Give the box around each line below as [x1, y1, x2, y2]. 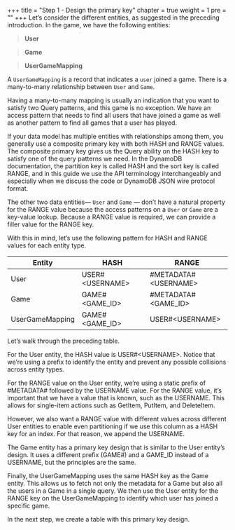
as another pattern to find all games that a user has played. [7, 118, 177, 127]
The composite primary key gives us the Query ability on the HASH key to [7, 147, 220, 155]
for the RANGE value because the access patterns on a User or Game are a [7, 205, 218, 213]
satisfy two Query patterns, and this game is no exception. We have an [7, 104, 211, 111]
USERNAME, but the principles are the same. [7, 458, 136, 466]
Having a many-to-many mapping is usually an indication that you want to [7, 96, 220, 104]
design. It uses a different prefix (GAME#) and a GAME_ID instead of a [7, 451, 209, 458]
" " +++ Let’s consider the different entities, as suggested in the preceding [7, 13, 220, 22]
